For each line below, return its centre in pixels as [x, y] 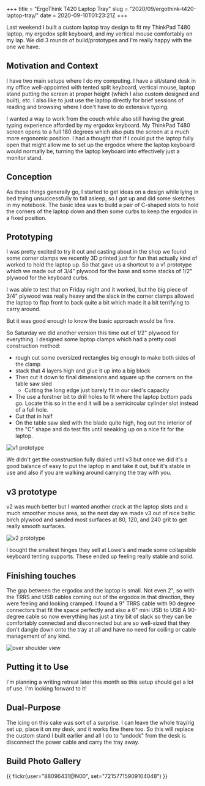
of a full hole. [32, 410]
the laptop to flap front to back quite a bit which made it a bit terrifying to [98, 303]
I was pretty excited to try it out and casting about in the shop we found [96, 252]
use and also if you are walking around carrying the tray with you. [89, 473]
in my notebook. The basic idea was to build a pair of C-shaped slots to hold [102, 205]
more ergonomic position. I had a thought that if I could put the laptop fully [100, 138]
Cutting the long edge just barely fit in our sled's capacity [97, 390]
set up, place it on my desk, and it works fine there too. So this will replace [100, 729]
